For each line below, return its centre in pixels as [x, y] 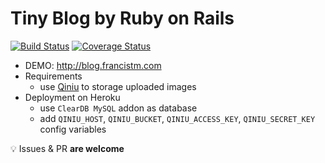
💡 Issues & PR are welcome [67, 148]
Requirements [53, 76]
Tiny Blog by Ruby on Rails [122, 18]
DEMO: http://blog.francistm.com [93, 65]
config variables [73, 129]
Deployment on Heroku [72, 97]
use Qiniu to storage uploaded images [118, 86]
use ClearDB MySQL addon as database [118, 108]
